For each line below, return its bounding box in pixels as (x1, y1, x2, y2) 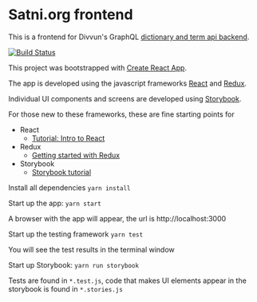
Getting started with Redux (31, 150, 121, 160)
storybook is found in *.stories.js (8, 284, 124, 293)
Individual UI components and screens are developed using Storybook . (8, 93, 242, 103)
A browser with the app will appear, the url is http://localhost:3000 (8, 213, 227, 223)
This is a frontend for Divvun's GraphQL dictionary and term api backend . (8, 32, 250, 42)
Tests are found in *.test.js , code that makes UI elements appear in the (8, 276, 247, 285)
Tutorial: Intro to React (31, 133, 105, 143)
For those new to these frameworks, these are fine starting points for (8, 109, 235, 119)
